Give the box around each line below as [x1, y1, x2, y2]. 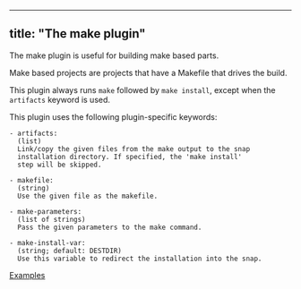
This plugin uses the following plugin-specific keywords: [9, 111, 218, 122]
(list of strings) [17, 215, 87, 224]
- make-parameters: [9, 207, 82, 216]
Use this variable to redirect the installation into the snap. [17, 254, 262, 263]
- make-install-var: [9, 238, 87, 247]
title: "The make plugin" [9, 26, 146, 41]
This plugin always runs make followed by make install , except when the [9, 84, 276, 95]
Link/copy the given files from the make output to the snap [17, 144, 251, 153]
